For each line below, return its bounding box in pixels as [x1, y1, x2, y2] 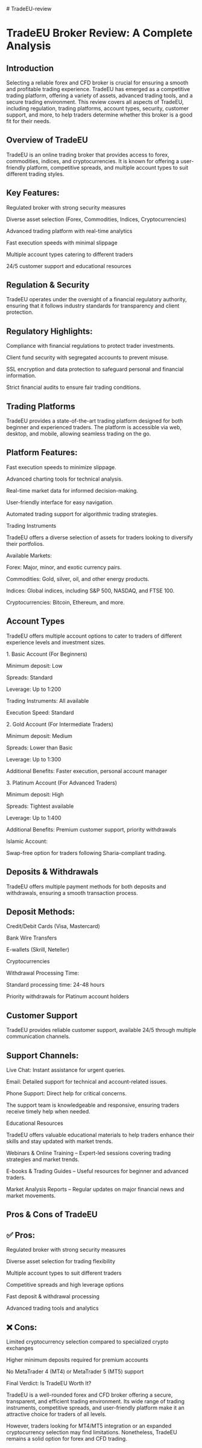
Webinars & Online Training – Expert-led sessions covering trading [6, 1149, 171, 1156]
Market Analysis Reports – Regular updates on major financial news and [6, 1185, 185, 1193]
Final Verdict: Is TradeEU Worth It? [6, 1379, 92, 1386]
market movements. [6, 1192, 56, 1199]
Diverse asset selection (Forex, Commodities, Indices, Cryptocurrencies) [6, 216, 187, 223]
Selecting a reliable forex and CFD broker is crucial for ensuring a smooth [6, 79, 189, 86]
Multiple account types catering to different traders [6, 251, 134, 258]
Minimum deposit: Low [6, 662, 63, 669]
